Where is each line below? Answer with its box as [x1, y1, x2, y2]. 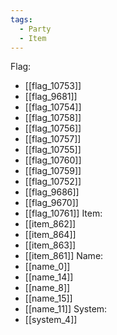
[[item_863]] [24, 239, 77, 251]
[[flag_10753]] [24, 80, 82, 92]
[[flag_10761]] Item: [24, 207, 103, 220]
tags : [10, 14, 33, 25]
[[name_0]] [24, 261, 71, 273]
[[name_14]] [24, 271, 74, 283]
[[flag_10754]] [24, 101, 82, 113]
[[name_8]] [24, 282, 71, 294]
